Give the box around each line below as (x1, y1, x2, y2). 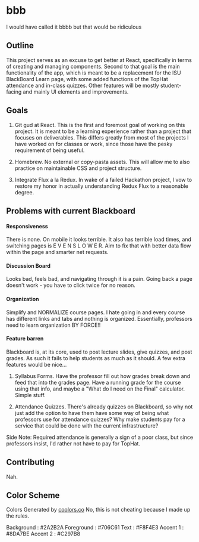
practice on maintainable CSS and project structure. (14, 165, 142, 172)
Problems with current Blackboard (6, 206, 135, 216)
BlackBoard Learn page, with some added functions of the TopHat (6, 75, 168, 82)
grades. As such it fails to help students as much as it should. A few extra (6, 354, 186, 361)
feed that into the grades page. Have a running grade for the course (14, 379, 181, 386)
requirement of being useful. (14, 147, 85, 154)
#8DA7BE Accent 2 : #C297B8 (6, 530, 81, 537)
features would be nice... (6, 361, 67, 368)
